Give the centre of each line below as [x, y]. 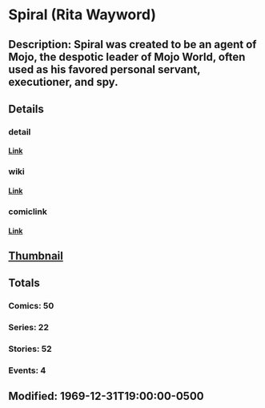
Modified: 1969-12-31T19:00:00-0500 [106, 396]
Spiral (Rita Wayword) [82, 15]
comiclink [28, 212]
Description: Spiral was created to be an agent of [132, 44]
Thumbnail [36, 255]
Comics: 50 [31, 306]
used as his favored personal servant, [104, 69]
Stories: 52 [30, 349]
